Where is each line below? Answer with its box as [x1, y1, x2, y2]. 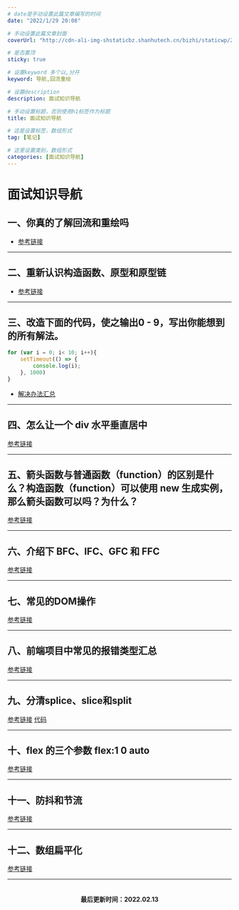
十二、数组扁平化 [7, 844, 83, 856]
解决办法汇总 [17, 389, 55, 398]
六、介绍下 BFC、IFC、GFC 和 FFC [7, 545, 160, 557]
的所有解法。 [7, 329, 64, 342]
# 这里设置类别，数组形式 [7, 147, 73, 154]
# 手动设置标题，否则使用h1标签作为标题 [7, 108, 110, 115]
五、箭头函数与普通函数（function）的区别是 [7, 468, 205, 481]
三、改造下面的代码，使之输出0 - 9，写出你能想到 [7, 316, 225, 329]
